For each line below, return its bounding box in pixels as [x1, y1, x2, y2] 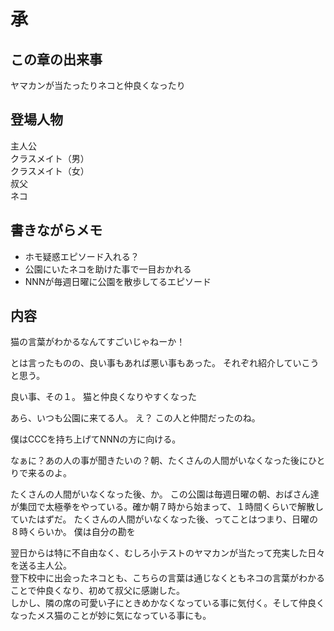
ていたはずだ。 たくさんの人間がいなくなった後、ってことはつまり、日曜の [10, 513, 319, 525]
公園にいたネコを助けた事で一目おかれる [24, 263, 192, 275]
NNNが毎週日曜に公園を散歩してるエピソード [24, 275, 212, 287]
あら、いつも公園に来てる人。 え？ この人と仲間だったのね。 [10, 412, 261, 424]
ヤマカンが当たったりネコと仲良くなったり [10, 80, 186, 91]
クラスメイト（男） [10, 152, 90, 164]
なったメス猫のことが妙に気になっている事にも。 [10, 610, 212, 622]
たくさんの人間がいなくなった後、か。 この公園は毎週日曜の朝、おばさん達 [10, 488, 320, 500]
